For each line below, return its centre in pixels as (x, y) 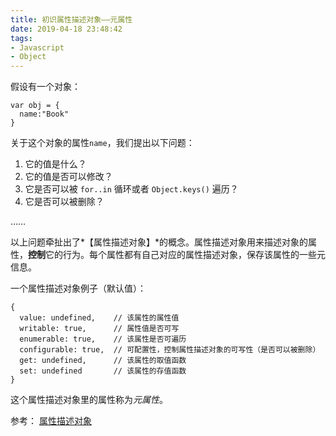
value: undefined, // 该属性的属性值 (99, 318)
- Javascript (37, 47)
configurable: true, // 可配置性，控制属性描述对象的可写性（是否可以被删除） (170, 350)
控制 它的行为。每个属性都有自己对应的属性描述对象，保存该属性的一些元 (177, 255)
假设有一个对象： (45, 87)
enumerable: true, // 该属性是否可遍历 (103, 339)
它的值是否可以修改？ (68, 177)
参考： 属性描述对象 (51, 421)
